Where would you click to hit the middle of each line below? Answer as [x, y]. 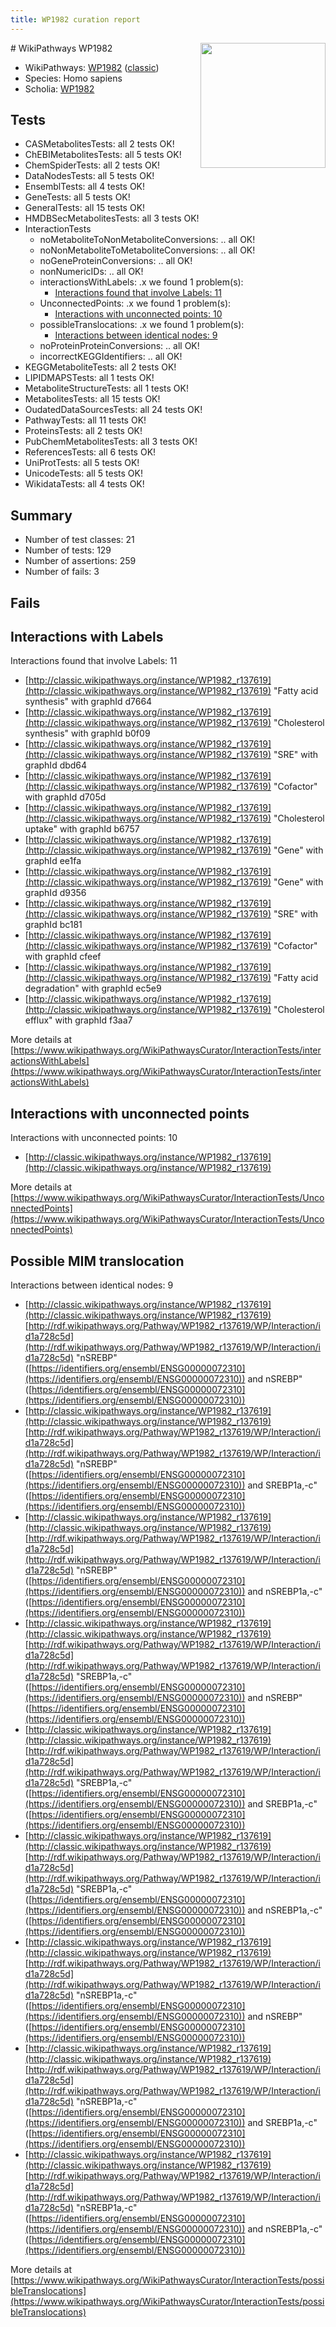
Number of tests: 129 [68, 550]
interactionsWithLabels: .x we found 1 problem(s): [141, 282]
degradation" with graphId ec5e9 [93, 988]
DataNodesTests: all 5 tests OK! [89, 176]
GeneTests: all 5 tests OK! [77, 197]
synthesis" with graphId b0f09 [87, 733]
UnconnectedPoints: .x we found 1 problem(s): [135, 303]
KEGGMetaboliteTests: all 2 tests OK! [100, 367]
